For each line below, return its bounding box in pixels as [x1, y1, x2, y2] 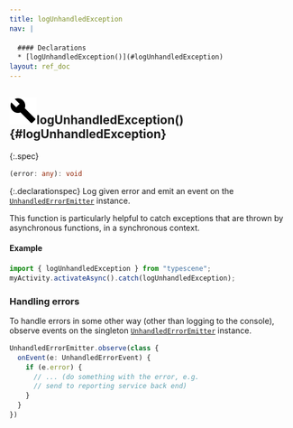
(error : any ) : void [9, 169, 83, 178]
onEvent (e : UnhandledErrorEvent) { [17, 353, 151, 362]
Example [9, 243, 43, 254]
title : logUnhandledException [9, 14, 124, 23]
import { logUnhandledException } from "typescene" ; [9, 264, 212, 273]
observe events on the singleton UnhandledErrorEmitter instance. [9, 325, 252, 336]
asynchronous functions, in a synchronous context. [9, 222, 200, 233]
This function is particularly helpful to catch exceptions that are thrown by [9, 212, 284, 223]
